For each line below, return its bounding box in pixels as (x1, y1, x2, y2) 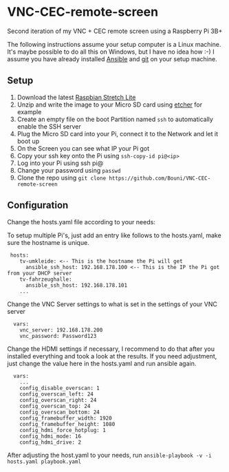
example (17, 107, 42, 116)
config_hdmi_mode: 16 (19, 433, 81, 440)
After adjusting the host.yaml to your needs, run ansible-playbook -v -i (7, 451, 212, 459)
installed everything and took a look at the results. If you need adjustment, (7, 352, 217, 360)
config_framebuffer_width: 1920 (19, 414, 112, 422)
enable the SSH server (17, 122, 81, 131)
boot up (17, 137, 40, 145)
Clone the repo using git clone (17, 173, 107, 182)
